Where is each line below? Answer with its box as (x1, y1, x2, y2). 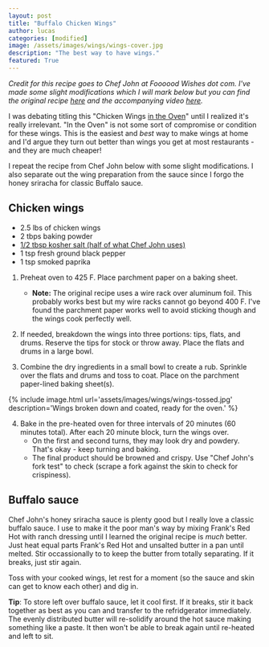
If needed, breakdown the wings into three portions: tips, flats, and (19, 329, 241, 338)
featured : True (8, 57, 59, 65)
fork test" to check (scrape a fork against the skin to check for (31, 461, 238, 471)
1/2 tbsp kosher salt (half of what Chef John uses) (19, 240, 186, 249)
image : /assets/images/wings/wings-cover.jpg (8, 42, 163, 50)
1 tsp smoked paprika (19, 256, 91, 266)
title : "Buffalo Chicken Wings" (8, 19, 116, 27)
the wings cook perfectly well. (31, 313, 132, 323)
